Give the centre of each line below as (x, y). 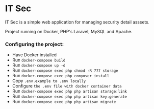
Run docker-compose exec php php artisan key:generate (69, 96)
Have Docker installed (34, 55)
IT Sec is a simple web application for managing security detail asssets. (77, 22)
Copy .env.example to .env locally (49, 81)
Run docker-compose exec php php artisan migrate (64, 102)
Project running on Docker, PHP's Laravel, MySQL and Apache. (69, 31)
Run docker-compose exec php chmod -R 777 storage (65, 70)
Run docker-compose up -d (39, 65)
